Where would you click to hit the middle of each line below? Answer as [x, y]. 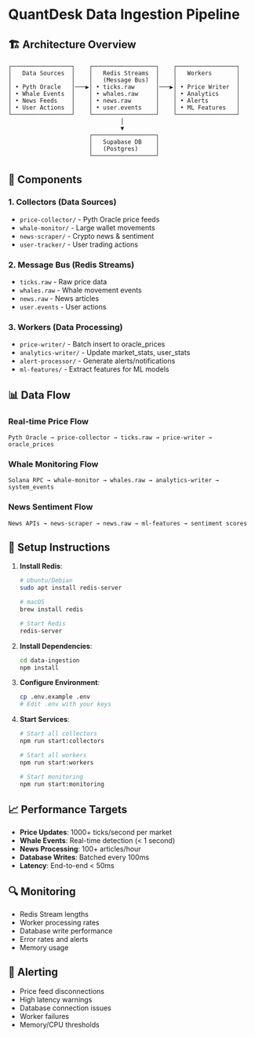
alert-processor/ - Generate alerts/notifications [97, 361]
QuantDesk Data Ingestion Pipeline [124, 15]
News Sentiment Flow [51, 507]
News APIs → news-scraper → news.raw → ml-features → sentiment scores [127, 523]
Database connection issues [66, 1008]
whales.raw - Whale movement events [81, 290]
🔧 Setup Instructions [59, 547]
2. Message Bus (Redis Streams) [71, 265]
